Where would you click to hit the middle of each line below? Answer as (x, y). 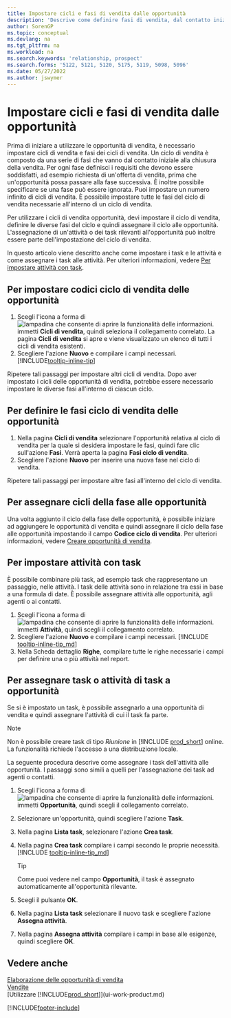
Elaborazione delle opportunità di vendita (65, 980)
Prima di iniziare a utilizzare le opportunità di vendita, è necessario (101, 146)
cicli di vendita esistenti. (51, 346)
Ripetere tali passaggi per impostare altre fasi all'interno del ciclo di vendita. (114, 480)
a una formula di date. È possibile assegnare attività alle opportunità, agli (110, 594)
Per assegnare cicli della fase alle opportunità (107, 502)
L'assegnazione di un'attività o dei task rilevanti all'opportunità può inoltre (111, 233)
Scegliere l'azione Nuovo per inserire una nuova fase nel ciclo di (109, 460)
